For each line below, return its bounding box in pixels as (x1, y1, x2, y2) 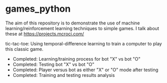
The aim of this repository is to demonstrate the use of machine (5, 20, 140, 26)
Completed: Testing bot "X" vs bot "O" (12, 61, 95, 67)
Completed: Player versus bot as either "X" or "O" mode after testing (12, 67, 158, 73)
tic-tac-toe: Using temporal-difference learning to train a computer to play (5, 40, 162, 46)
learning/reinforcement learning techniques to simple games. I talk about (5, 25, 159, 31)
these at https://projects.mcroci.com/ (5, 31, 84, 37)
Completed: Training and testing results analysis (12, 72, 115, 78)
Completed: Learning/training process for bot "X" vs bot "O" (12, 56, 141, 62)
